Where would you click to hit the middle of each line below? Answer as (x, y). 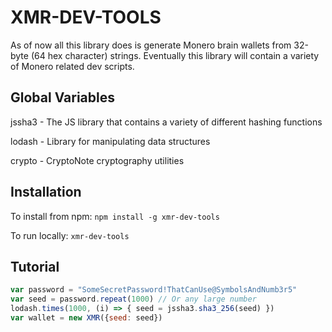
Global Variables (62, 97)
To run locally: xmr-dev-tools (70, 235)
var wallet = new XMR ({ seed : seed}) (86, 318)
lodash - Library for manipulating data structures (110, 141)
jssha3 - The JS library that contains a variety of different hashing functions (166, 122)
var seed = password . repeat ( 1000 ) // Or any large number (133, 299)
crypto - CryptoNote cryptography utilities (97, 160)
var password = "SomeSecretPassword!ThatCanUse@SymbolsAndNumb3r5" (154, 290)
